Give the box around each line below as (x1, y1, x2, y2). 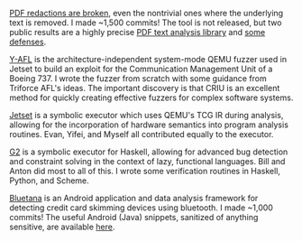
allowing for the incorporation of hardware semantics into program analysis (9, 119, 288, 130)
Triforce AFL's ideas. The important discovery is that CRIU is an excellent (9, 83, 280, 93)
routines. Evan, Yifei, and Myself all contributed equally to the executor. (9, 129, 274, 139)
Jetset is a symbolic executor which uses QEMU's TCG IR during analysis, (9, 110, 284, 120)
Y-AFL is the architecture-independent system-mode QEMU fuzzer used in (9, 54, 287, 64)
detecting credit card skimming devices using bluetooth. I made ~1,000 (9, 202, 273, 213)
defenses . (9, 36, 47, 47)
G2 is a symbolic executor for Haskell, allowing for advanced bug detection (9, 146, 288, 157)
